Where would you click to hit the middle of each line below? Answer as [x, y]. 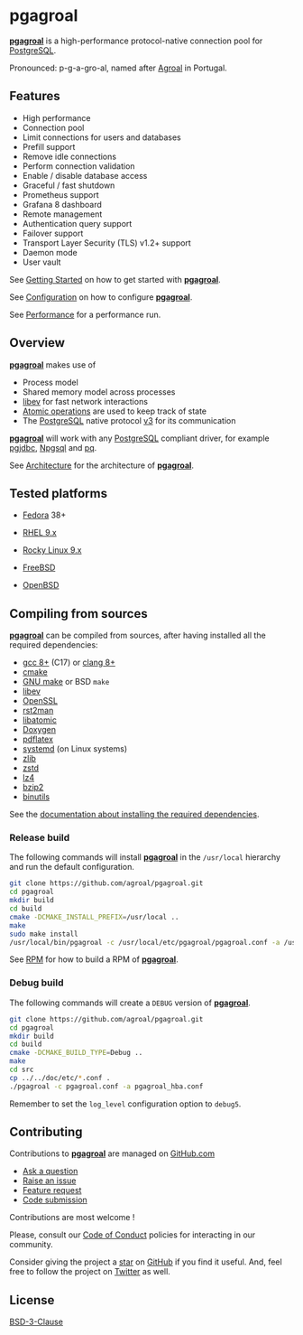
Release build [40, 838]
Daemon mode [50, 252]
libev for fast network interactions [85, 401]
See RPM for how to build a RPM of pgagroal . [94, 959]
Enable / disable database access [85, 175]
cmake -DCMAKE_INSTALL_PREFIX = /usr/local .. [94, 917]
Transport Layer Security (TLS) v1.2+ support [106, 243]
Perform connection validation [78, 166]
